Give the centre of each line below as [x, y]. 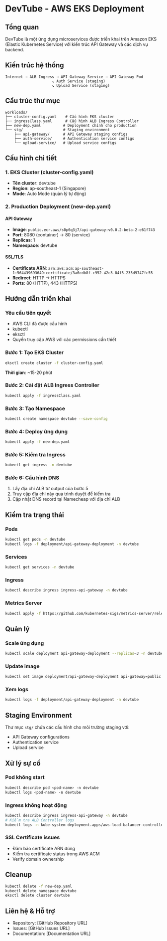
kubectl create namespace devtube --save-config [56, 419]
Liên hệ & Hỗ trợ [30, 911]
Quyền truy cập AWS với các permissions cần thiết [64, 340]
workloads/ [16, 112]
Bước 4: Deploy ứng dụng [37, 431]
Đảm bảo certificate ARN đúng [44, 848]
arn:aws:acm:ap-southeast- [76, 268]
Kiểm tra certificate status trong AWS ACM [56, 854]
